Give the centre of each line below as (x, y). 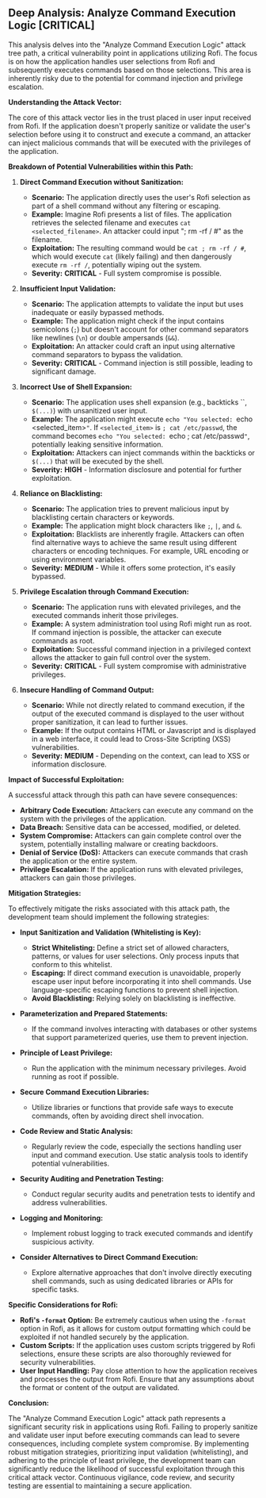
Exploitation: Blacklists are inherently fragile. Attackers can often (138, 534)
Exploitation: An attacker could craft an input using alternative (133, 346)
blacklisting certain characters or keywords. (103, 517)
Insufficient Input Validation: (68, 288)
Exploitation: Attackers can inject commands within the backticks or (143, 452)
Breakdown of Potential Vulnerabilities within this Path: (101, 167)
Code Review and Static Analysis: (76, 1131)
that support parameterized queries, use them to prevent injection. (140, 1037)
